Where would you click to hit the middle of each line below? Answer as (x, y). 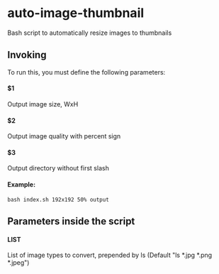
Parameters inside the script (71, 221)
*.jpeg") (18, 263)
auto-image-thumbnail (76, 13)
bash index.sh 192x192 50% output (58, 199)
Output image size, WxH (43, 104)
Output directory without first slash (58, 168)
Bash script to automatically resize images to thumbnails (90, 33)
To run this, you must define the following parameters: (86, 72)
